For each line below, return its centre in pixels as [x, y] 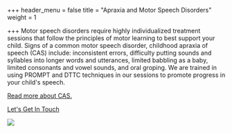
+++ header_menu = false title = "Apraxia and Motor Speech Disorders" [109, 10]
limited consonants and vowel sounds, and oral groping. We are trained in [112, 68]
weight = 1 [22, 17]
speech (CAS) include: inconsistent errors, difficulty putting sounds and [109, 53]
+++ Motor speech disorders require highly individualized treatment [104, 31]
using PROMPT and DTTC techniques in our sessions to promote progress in [116, 75]
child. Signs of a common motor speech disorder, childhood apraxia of [108, 45]
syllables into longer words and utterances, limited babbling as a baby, [108, 60]
